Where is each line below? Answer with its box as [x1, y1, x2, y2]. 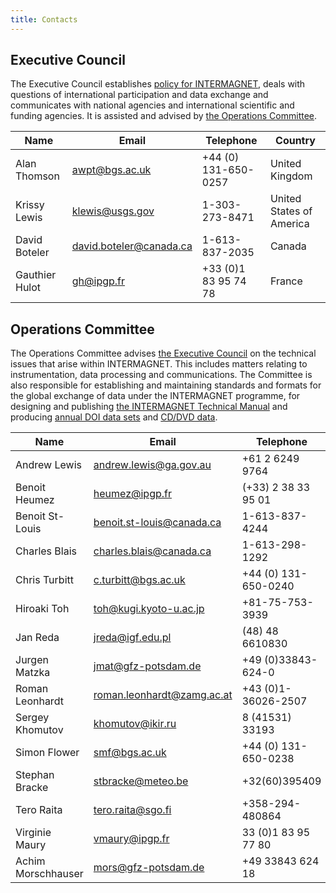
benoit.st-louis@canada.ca [93, 516, 222, 530]
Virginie [15, 826, 52, 840]
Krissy [15, 198, 45, 212]
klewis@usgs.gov [71, 204, 155, 218]
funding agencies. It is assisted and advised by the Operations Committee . [10, 110, 318, 122]
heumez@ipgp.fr [93, 487, 172, 501]
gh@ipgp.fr [71, 274, 126, 288]
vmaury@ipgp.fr [93, 832, 170, 846]
